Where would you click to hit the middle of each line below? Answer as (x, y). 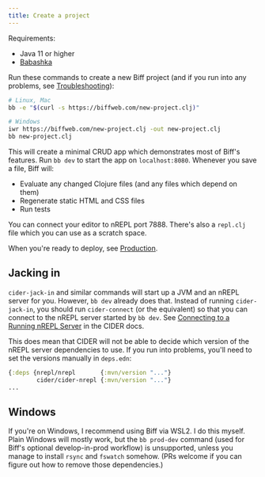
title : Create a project (49, 15)
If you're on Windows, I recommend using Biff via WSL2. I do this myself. (127, 431)
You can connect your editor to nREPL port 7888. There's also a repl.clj (127, 224)
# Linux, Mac (30, 100)
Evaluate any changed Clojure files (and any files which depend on (128, 184)
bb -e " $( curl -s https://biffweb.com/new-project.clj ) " (104, 108)
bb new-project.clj (40, 137)
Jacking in (34, 273)
